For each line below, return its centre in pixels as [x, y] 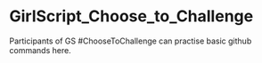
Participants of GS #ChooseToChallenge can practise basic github [131, 41]
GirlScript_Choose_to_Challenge [131, 16]
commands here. [40, 50]
